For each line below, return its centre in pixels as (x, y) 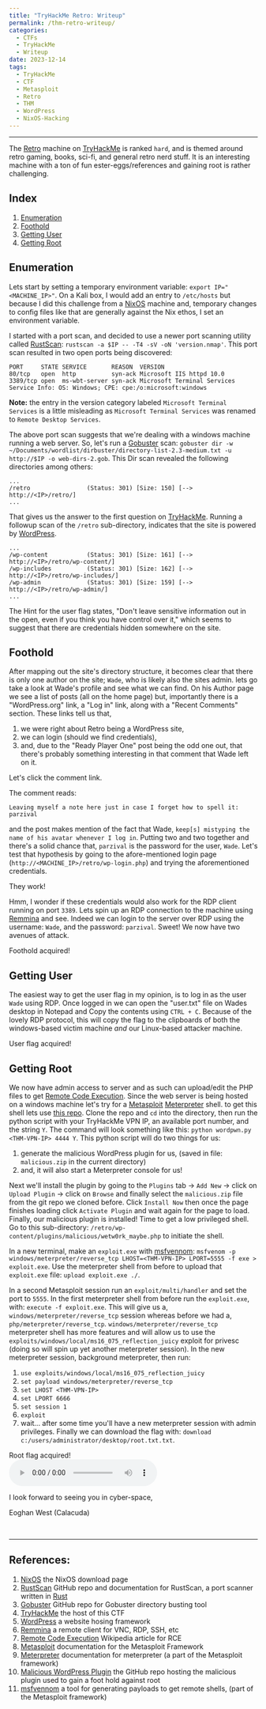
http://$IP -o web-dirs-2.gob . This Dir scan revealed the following (119, 458)
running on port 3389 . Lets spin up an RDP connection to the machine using (131, 910)
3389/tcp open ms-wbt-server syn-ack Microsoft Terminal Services (122, 380)
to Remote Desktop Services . (55, 419)
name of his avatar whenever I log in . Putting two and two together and (129, 837)
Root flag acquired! (40, 1455)
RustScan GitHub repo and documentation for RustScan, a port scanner (137, 1587)
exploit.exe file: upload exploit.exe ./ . (75, 1275)
